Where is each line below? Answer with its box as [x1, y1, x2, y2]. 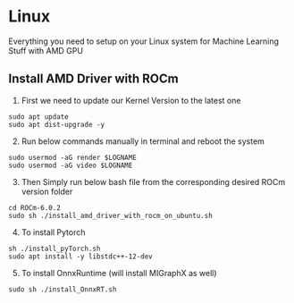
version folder [21, 186, 73, 197]
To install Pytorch [21, 226, 86, 238]
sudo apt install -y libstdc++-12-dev [8, 252, 153, 261]
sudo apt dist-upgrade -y [8, 120, 105, 129]
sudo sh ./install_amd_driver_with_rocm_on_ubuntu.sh [8, 211, 214, 220]
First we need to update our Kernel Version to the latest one [21, 95, 241, 105]
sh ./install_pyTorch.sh [8, 244, 101, 253]
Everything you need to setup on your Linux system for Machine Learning [8, 36, 279, 46]
